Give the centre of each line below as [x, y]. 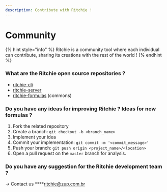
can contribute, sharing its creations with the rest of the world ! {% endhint [83, 55]
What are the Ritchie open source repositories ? [65, 74]
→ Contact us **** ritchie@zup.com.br [45, 184]
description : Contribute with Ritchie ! [49, 10]
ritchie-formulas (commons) [42, 95]
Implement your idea [34, 137]
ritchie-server [27, 90]
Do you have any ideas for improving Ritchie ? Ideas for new [81, 109]
